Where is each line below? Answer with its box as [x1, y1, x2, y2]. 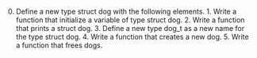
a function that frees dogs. [15, 41, 103, 50]
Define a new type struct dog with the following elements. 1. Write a [15, 7, 237, 16]
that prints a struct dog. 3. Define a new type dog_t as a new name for [15, 24, 245, 33]
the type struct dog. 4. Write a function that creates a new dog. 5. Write [15, 32, 249, 41]
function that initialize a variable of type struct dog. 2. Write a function [15, 15, 245, 25]
